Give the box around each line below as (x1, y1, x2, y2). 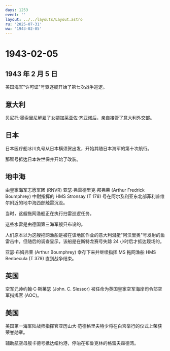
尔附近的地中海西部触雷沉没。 (5, 199, 67, 205)
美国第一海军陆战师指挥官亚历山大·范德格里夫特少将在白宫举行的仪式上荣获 (5, 323, 162, 329)
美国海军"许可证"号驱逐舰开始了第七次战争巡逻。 (5, 84, 108, 90)
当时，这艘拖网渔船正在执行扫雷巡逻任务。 (5, 210, 94, 216)
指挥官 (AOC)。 (9, 292, 42, 298)
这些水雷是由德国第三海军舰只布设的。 (5, 221, 85, 227)
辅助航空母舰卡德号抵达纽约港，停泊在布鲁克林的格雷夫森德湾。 (5, 340, 139, 346)
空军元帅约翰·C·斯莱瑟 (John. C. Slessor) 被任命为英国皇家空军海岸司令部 (5, 286, 158, 292)
